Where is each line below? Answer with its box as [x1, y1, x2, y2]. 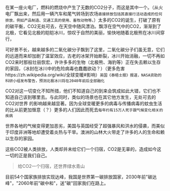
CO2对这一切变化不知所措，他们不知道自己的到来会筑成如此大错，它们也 [5, 88, 157, 94]
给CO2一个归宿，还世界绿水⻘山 [17, 163, 85, 169]
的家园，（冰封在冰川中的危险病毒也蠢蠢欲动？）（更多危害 [5, 66, 125, 72]
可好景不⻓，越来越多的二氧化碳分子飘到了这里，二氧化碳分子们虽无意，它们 [5, 47, 165, 52]
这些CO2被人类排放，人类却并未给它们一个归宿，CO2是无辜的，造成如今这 [5, 146, 161, 152]
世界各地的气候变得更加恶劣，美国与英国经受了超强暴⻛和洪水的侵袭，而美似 [5, 123, 165, 129]
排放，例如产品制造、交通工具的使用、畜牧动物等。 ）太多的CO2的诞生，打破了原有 [5, 17, 161, 23]
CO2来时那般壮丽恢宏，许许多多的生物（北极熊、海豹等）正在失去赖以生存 [5, 59, 161, 65]
